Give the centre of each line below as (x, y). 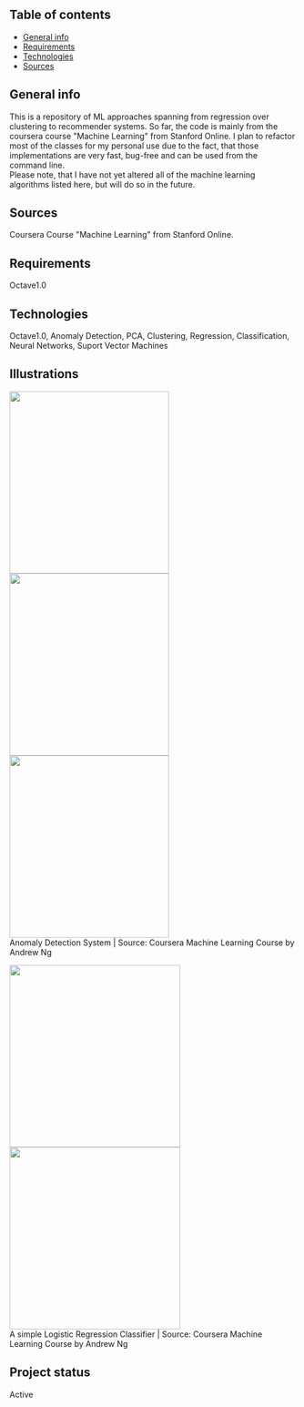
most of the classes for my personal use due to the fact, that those (134, 146)
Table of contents (60, 15)
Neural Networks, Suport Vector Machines (89, 346)
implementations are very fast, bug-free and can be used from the (133, 155)
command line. (37, 165)
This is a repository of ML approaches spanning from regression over (140, 117)
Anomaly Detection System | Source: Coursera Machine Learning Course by (152, 943)
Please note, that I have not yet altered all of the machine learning (132, 174)
